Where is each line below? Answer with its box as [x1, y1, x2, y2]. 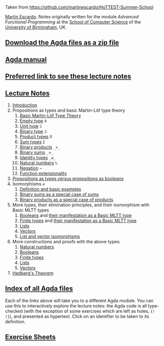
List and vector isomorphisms [19, 233, 80, 239]
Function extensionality [19, 170, 67, 176]
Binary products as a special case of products [19, 196, 114, 202]
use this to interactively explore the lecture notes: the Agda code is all [5, 303, 147, 308]
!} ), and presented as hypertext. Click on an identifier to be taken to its [5, 313, 150, 319]
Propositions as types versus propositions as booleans [12, 175, 124, 181]
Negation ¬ [19, 165, 42, 171]
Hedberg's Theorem [12, 270, 54, 276]
